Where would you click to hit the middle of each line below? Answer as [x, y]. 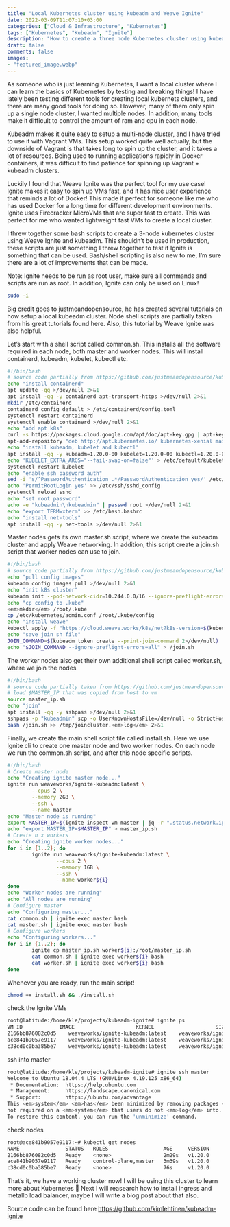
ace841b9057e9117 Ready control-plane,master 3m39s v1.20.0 [108, 1161]
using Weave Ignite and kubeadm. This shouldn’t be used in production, [108, 240]
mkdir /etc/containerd [39, 403]
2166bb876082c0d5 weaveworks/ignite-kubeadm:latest [87, 1033]
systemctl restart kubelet [46, 467]
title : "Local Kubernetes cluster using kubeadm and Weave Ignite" [105, 13]
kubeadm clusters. [33, 170]
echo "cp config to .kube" [46, 603]
